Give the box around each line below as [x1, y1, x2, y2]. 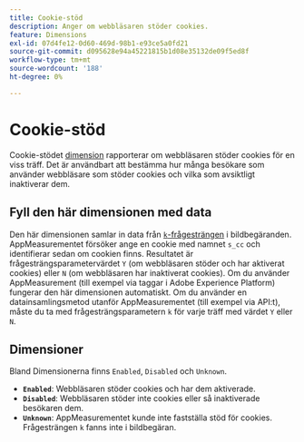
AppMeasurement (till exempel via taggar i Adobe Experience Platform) [9, 277, 276, 288]
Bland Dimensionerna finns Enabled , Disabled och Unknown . [9, 366, 228, 377]
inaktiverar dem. [9, 178, 71, 189]
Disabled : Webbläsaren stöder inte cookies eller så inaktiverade [22, 393, 260, 404]
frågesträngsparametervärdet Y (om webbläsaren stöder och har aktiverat [9, 258, 285, 269]
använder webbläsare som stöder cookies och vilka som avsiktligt [9, 169, 256, 180]
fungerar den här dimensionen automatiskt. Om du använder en [9, 287, 248, 298]
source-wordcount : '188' [9, 64, 103, 74]
